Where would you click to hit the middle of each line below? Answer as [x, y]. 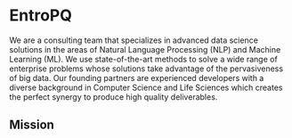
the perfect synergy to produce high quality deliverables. [114, 97]
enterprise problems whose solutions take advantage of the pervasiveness [146, 69]
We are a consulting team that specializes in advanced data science [134, 40]
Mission [32, 125]
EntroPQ [41, 16]
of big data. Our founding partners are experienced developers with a [137, 77]
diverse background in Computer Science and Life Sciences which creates [146, 87]
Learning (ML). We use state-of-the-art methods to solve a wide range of [143, 59]
